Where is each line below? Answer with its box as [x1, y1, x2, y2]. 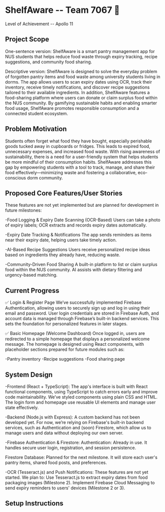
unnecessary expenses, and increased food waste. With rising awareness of [5, 148, 160, 154]
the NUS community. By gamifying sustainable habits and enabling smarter [5, 100, 158, 106]
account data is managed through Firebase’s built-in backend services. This [5, 316, 159, 322]
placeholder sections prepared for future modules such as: [5, 346, 125, 353]
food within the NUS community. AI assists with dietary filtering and [5, 267, 142, 273]
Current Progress [5, 286, 60, 295]
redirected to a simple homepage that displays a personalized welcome [5, 336, 150, 342]
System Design [5, 371, 53, 379]
